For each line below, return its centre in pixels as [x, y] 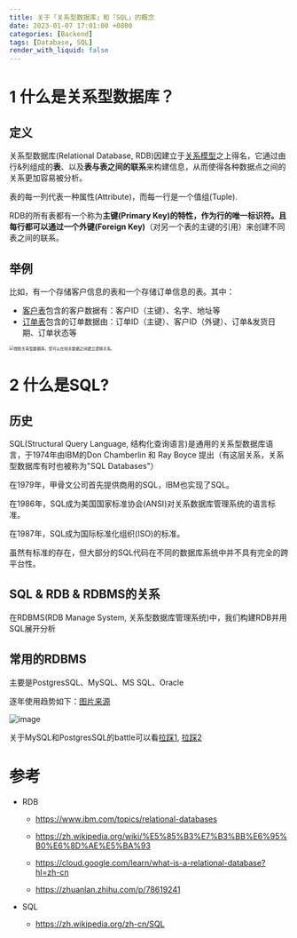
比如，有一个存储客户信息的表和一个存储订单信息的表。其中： [122, 291]
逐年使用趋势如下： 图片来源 [60, 701]
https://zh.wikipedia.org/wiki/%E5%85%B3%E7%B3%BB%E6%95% [161, 836]
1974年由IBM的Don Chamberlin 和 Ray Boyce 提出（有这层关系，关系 [158, 455]
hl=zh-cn [52, 872]
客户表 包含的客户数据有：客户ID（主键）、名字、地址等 [121, 310]
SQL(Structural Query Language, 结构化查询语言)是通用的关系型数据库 [137, 443]
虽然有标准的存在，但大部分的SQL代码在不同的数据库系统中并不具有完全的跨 [149, 552]
